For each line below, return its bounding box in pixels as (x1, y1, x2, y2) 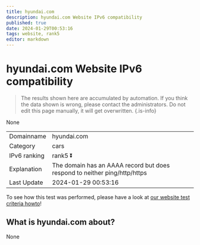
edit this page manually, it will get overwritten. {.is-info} (20, 107, 157, 114)
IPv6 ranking (9, 151, 45, 160)
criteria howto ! (6, 200, 42, 207)
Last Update (9, 178, 43, 187)
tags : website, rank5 (6, 31, 60, 37)
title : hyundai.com (6, 8, 55, 15)
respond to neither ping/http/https (52, 168, 148, 176)
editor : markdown (6, 36, 49, 42)
